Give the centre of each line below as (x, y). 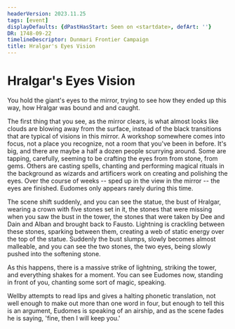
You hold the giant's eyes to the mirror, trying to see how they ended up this (117, 100)
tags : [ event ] (28, 20)
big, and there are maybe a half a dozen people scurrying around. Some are (117, 150)
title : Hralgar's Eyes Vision (52, 46)
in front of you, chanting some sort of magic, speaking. (87, 282)
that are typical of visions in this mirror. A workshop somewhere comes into (116, 136)
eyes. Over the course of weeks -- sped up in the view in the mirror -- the (114, 181)
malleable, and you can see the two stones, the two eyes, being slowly (109, 246)
